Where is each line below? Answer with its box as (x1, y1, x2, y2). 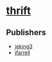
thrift (6, 4, 31, 18)
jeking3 (14, 43, 33, 50)
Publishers (6, 27, 46, 37)
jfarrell (14, 49, 30, 56)
